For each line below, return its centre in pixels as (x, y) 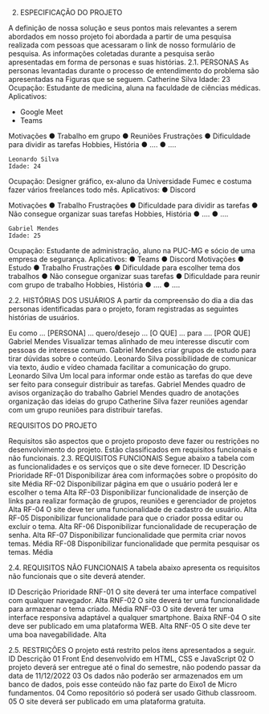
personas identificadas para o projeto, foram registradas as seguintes (124, 309)
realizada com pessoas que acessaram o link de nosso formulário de (122, 45)
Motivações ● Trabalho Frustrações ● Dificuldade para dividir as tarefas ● (133, 205)
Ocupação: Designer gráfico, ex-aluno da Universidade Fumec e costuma (130, 181)
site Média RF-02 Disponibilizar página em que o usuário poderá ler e (123, 484)
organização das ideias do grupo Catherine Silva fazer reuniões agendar (128, 401)
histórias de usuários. (44, 317)
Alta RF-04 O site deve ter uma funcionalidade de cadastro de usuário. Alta (132, 509)
